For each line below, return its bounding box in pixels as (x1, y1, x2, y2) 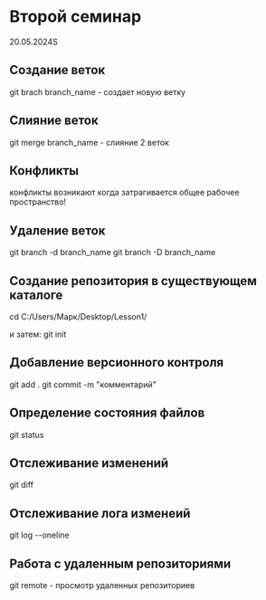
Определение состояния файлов (9, 405, 205, 421)
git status (9, 429, 44, 440)
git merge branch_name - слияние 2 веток (9, 137, 170, 148)
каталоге (9, 287, 63, 302)
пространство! (9, 196, 66, 207)
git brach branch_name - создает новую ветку (9, 86, 186, 97)
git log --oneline (9, 529, 70, 540)
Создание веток (9, 62, 106, 78)
